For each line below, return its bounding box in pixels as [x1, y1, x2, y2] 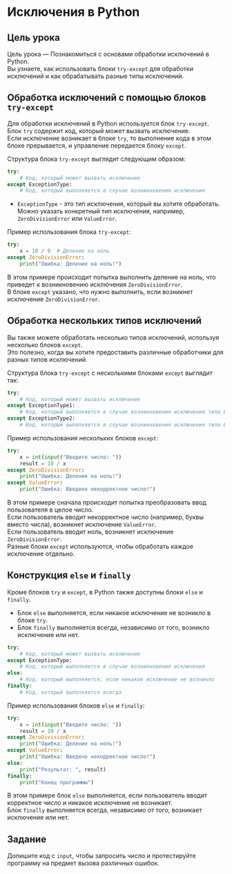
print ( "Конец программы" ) [19, 779, 95, 786]
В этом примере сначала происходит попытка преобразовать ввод [7, 498, 207, 506]
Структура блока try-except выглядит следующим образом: [7, 155, 186, 163]
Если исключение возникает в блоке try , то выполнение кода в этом [7, 134, 212, 142]
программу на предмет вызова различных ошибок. [7, 859, 160, 867]
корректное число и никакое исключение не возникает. [7, 799, 173, 807]
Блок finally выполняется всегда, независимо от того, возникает [7, 806, 202, 815]
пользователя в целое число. [7, 505, 94, 514]
